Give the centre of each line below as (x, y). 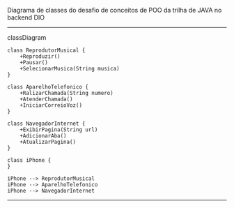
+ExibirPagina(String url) (59, 130)
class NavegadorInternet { (46, 124)
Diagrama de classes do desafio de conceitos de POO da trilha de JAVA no (115, 10)
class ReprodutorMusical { (46, 50)
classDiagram (27, 37)
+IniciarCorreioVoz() (51, 105)
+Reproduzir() (40, 57)
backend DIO (26, 17)
